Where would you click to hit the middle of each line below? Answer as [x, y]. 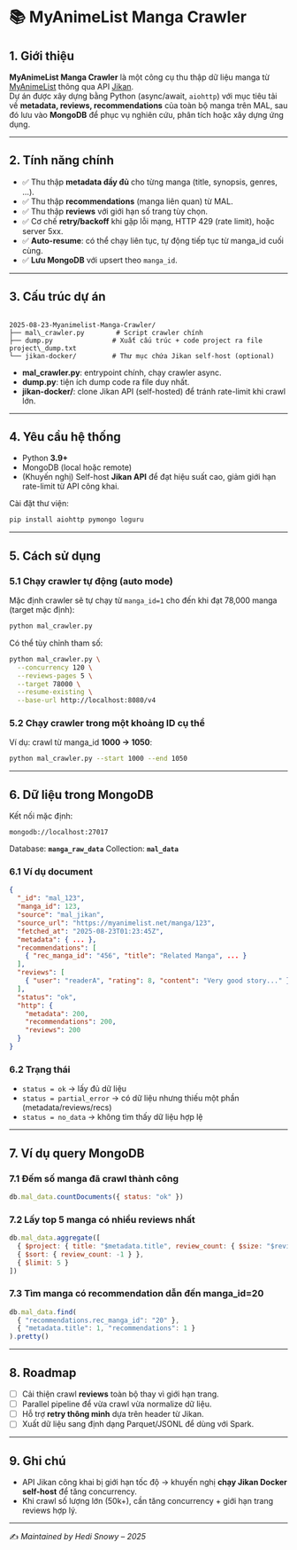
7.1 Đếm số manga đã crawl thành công [94, 1178]
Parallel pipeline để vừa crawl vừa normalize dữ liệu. [117, 1404]
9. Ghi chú [38, 1461]
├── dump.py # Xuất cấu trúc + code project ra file [136, 341]
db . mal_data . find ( [43, 1312]
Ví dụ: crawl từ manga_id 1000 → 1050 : [81, 742]
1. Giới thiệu [42, 55]
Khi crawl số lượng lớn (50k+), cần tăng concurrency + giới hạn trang [148, 1501]
